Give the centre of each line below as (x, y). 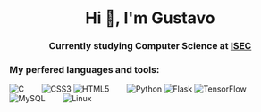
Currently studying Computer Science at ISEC (150, 46)
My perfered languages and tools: (84, 70)
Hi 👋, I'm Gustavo (150, 18)
